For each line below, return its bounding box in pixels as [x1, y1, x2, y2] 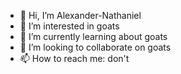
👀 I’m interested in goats [19, 20, 120, 32]
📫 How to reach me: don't [19, 53, 130, 64]
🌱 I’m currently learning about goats [19, 31, 168, 42]
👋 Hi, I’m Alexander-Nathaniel [19, 10, 142, 21]
